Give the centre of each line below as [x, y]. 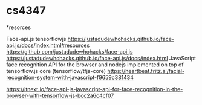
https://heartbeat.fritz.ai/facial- [146, 71]
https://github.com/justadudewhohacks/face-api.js [70, 51]
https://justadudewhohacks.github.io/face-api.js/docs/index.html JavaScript [101, 58]
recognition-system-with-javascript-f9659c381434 [70, 77]
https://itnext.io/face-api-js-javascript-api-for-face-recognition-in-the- [95, 89]
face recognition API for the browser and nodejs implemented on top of [95, 65]
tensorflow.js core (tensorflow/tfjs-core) [56, 71]
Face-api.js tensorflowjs [36, 39]
